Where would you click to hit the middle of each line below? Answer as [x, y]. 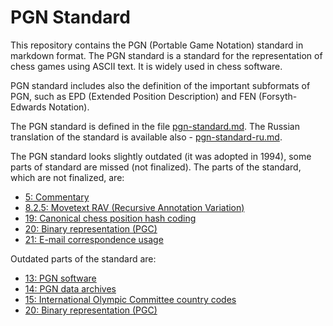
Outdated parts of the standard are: [83, 258]
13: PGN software [60, 278]
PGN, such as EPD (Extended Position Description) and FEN [133, 96]
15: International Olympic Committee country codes [130, 299]
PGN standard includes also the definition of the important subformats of [160, 85]
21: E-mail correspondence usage [94, 239]
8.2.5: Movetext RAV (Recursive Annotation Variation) [134, 207]
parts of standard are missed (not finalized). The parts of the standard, [156, 167]
